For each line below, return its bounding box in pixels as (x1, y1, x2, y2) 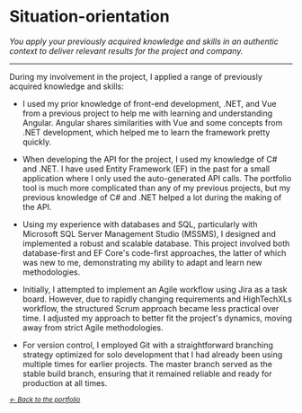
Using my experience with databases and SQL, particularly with (22, 218, 258, 230)
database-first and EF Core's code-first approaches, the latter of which (22, 247, 287, 258)
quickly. (22, 136, 52, 147)
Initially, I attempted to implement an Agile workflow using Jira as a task (22, 284, 288, 294)
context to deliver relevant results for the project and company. (9, 45, 244, 56)
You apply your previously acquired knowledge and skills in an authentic (9, 36, 279, 47)
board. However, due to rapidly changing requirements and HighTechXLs (22, 294, 292, 304)
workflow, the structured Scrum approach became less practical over (22, 303, 280, 313)
